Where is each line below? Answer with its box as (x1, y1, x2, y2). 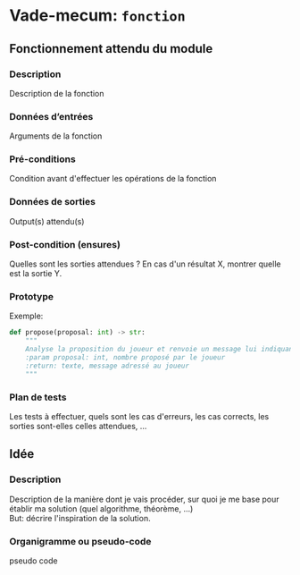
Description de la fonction (9, 88, 104, 98)
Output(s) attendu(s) (9, 216, 85, 226)
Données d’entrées (9, 110, 94, 123)
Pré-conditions (9, 153, 76, 165)
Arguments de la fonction (9, 131, 103, 141)
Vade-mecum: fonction (9, 5, 186, 26)
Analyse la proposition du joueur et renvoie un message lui (25, 345, 257, 354)
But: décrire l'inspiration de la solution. (9, 512, 151, 523)
